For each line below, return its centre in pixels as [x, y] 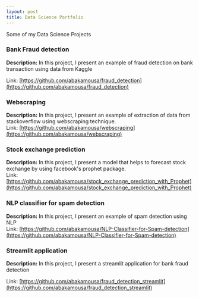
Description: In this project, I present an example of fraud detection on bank [99, 62]
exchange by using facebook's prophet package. [66, 169]
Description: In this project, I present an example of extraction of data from [98, 115]
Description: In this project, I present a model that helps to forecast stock [96, 162]
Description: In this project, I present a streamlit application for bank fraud [97, 263]
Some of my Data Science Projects [49, 34]
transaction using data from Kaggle [49, 68]
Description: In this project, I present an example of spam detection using [97, 216]
